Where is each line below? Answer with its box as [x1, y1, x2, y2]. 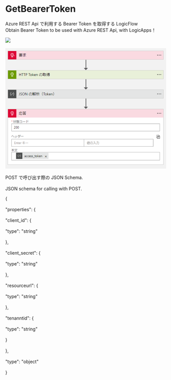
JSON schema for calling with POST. [5, 185, 83, 192]
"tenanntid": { [5, 315, 34, 321]
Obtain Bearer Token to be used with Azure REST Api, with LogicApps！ [5, 27, 156, 33]
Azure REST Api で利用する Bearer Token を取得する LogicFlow [5, 20, 138, 27]
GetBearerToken [5, 3, 76, 15]
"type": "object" [5, 359, 39, 365]
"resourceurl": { [5, 282, 38, 288]
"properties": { [5, 206, 36, 212]
